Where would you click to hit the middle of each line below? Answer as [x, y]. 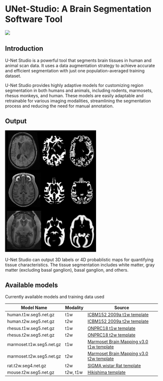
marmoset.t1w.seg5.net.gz [34, 344]
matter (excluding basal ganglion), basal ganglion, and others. [67, 270]
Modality [74, 308]
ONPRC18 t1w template [112, 328]
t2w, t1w [74, 372]
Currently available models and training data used [55, 297]
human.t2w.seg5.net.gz [31, 321]
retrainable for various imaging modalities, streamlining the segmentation [78, 101]
